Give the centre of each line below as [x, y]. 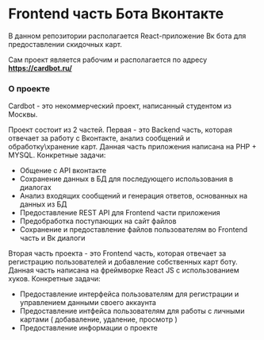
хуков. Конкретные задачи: [54, 279]
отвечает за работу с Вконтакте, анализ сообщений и [99, 138]
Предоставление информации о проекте [89, 328]
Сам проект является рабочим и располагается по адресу [108, 60]
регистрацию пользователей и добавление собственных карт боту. [123, 262]
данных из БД [43, 204]
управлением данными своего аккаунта [88, 303]
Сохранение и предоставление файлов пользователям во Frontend [134, 230]
